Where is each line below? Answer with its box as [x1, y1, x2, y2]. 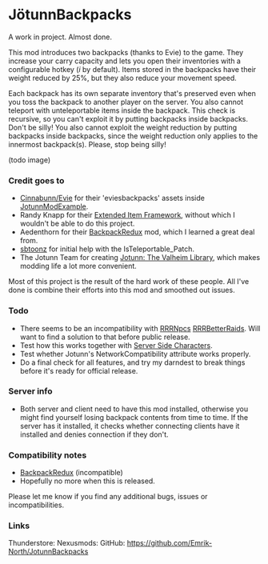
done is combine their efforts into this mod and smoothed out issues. [8, 286, 235, 295]
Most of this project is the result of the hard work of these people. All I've [8, 277, 250, 286]
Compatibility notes [8, 450, 87, 461]
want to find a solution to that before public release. [19, 332, 190, 342]
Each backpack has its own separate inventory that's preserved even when [8, 88, 256, 98]
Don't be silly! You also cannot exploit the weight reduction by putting [8, 122, 238, 132]
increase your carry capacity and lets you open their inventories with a [8, 56, 242, 66]
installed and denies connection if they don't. [19, 430, 170, 439]
